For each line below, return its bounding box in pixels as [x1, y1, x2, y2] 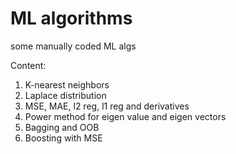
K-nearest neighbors [24, 78, 110, 91]
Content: [10, 59, 47, 71]
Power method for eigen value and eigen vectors [24, 110, 227, 122]
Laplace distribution [24, 89, 107, 101]
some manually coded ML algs [10, 40, 137, 52]
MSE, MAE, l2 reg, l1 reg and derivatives [24, 100, 190, 112]
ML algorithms [10, 7, 133, 30]
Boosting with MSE [24, 132, 103, 144]
